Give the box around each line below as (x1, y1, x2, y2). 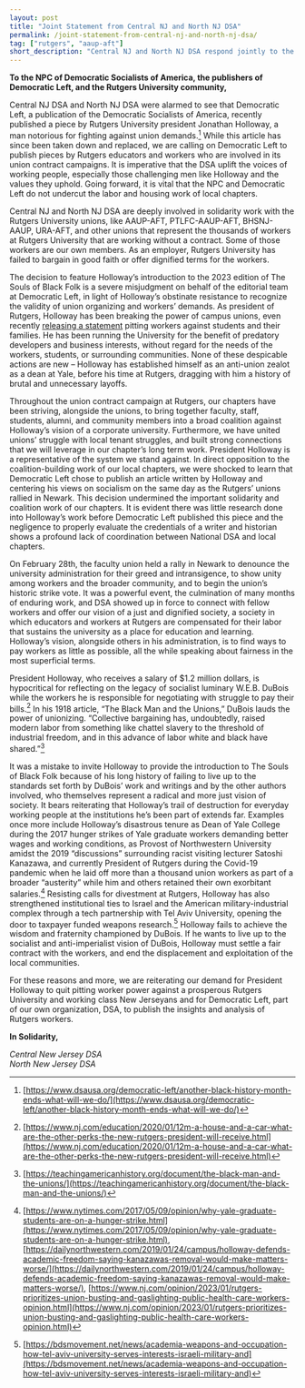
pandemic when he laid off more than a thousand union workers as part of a (9, 867, 293, 878)
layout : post (9, 13, 59, 23)
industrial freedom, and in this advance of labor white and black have (9, 732, 268, 743)
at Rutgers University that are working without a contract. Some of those (9, 234, 280, 246)
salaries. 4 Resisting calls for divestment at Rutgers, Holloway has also (9, 886, 271, 899)
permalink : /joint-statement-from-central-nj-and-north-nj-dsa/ (9, 30, 258, 39)
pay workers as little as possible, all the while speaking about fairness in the (9, 645, 293, 656)
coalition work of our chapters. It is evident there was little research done (9, 502, 283, 512)
